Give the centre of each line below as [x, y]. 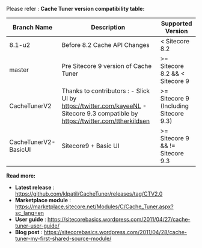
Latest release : [35, 187]
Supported [176, 23]
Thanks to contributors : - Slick [106, 91]
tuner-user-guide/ [37, 226]
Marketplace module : [43, 200]
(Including [175, 106]
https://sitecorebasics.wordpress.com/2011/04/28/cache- [115, 232]
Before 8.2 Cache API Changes [106, 45]
